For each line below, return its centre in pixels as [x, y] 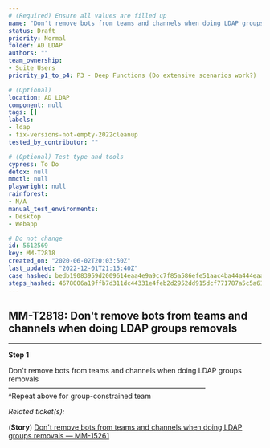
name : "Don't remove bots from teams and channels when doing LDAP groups [136, 23]
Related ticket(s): [37, 412]
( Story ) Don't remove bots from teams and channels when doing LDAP [125, 427]
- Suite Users [32, 68]
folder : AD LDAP [35, 46]
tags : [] [23, 112]
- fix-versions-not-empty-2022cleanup [73, 135]
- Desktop [25, 216]
